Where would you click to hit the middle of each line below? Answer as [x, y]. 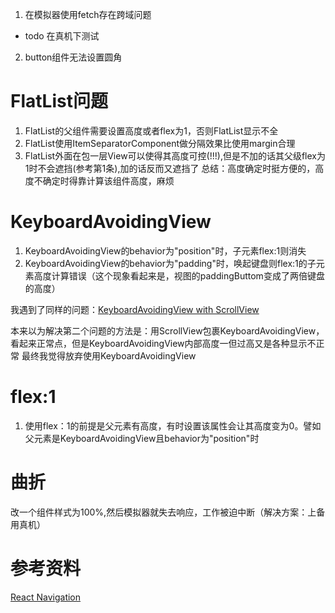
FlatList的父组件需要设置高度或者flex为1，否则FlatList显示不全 [151, 130]
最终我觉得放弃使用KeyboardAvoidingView [109, 355]
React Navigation [46, 597]
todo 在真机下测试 [62, 36]
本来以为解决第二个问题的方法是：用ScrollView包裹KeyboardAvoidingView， [167, 330]
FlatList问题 [59, 101]
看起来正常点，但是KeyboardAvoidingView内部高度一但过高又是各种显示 [159, 343]
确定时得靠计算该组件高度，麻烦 [108, 180]
